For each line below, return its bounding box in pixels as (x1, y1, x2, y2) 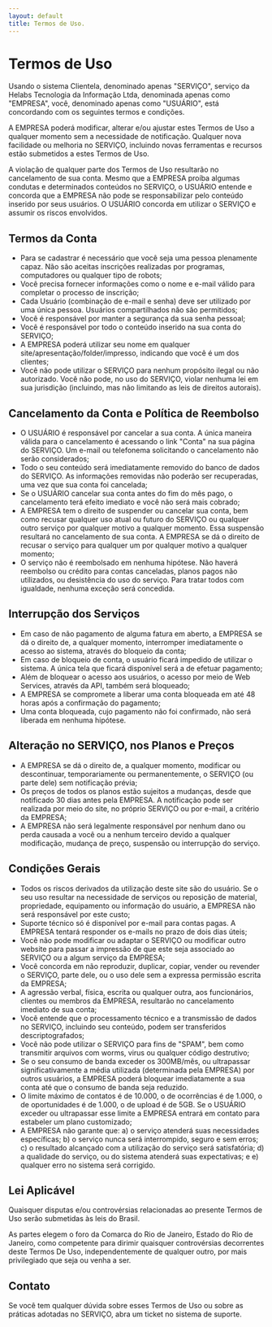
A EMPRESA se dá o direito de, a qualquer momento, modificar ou (19, 760, 241, 770)
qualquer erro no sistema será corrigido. (19, 1160, 156, 1170)
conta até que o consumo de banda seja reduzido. (19, 1082, 189, 1092)
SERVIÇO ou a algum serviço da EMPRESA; (19, 953, 166, 963)
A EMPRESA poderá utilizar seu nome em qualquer (19, 339, 191, 350)
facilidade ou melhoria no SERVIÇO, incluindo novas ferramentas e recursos (8, 140, 262, 151)
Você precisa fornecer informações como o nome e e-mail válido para (19, 279, 256, 289)
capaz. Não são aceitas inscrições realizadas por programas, (19, 262, 226, 272)
